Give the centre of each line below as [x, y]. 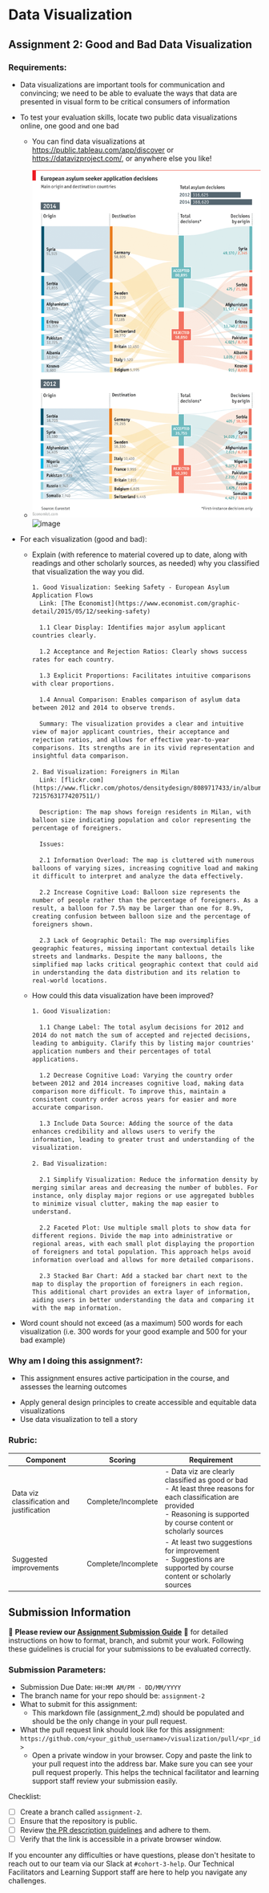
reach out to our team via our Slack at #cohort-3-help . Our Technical [121, 1864]
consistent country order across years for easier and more [134, 1099]
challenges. [27, 1881]
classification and [41, 1501]
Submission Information [70, 1613]
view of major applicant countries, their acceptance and [130, 732]
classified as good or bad [206, 1480]
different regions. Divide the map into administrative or [132, 1236]
